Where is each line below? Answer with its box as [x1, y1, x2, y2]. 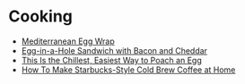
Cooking [8, 6, 74, 27]
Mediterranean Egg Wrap [21, 36, 115, 46]
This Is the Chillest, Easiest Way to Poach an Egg [21, 55, 203, 65]
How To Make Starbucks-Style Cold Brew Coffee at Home [21, 64, 236, 75]
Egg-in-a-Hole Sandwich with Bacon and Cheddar [21, 45, 208, 55]
